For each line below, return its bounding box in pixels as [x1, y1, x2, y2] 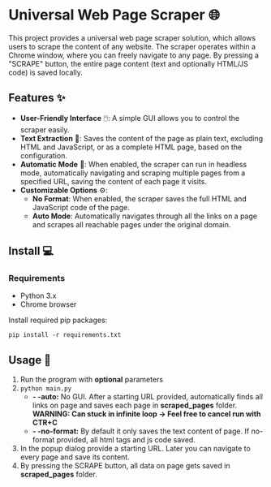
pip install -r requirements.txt [8, 331, 122, 339]
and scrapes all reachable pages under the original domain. [32, 219, 231, 229]
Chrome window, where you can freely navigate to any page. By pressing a [8, 50, 260, 60]
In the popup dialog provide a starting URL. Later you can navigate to [19, 444, 252, 454]
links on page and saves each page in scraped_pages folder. [32, 400, 238, 411]
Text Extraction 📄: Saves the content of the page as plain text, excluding [19, 133, 264, 143]
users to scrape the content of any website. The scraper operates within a [8, 41, 256, 51]
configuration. [19, 150, 67, 160]
